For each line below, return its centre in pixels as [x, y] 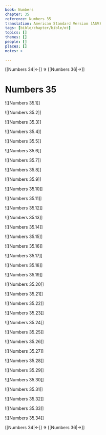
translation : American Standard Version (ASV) [53, 23]
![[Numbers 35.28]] [24, 361]
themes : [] [16, 37]
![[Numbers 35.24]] [24, 323]
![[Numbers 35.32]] [24, 399]
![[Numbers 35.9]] [23, 179]
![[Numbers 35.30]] [24, 380]
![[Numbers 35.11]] [23, 199]
